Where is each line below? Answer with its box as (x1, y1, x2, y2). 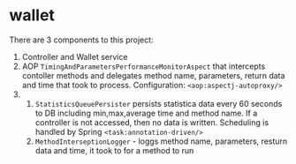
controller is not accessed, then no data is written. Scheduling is (34, 116, 269, 128)
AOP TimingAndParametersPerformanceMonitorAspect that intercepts (21, 61, 266, 71)
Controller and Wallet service (21, 51, 128, 62)
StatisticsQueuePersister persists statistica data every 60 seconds (34, 98, 283, 108)
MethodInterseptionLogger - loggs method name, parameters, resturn (34, 136, 288, 146)
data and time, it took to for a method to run (34, 145, 194, 155)
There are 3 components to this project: (9, 34, 154, 45)
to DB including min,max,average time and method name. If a (34, 108, 258, 118)
